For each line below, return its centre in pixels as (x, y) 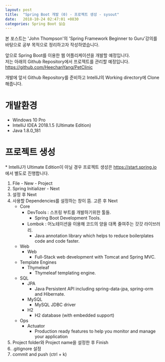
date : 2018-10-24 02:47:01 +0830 (42, 19)
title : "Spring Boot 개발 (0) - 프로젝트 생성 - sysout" (62, 14)
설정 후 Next (25, 195)
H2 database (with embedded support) (75, 316)
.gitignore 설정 (27, 349)
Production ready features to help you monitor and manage (95, 331)
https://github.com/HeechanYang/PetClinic (49, 67)
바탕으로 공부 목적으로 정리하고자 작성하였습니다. (52, 45)
